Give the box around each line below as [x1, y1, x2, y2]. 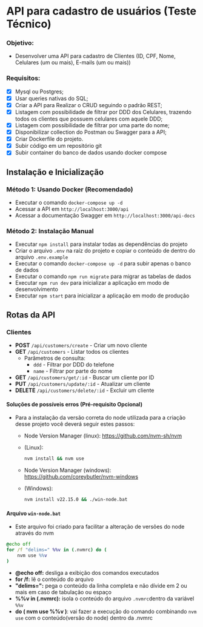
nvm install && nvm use [24, 456, 85, 462]
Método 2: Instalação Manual [6, 227, 94, 235]
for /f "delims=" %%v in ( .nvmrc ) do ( [6, 547, 107, 553]
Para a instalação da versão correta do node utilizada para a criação [15, 414, 186, 422]
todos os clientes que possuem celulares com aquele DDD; [15, 115, 163, 122]
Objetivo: [6, 39, 35, 47]
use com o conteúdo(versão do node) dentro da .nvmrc [15, 614, 153, 622]
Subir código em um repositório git [15, 142, 102, 150]
